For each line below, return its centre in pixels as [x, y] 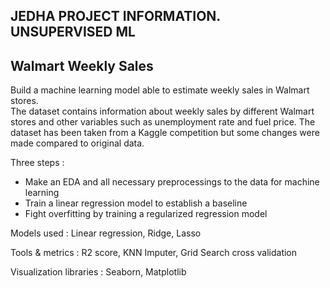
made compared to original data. [77, 143]
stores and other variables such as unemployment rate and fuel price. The [163, 122]
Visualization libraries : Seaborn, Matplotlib [98, 272]
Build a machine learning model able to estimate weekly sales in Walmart [160, 90]
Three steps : [37, 163]
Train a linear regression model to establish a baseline [136, 203]
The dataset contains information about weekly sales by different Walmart [162, 111]
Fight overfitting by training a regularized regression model [146, 214]
